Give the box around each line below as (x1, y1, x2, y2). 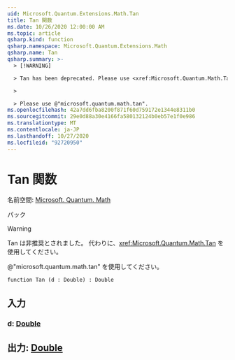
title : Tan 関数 (7, 17, 52, 24)
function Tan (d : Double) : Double (7, 277, 114, 284)
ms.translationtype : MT (7, 120, 77, 127)
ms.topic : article (7, 29, 61, 37)
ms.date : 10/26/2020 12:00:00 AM (7, 23, 105, 30)
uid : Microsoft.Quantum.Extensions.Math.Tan (7, 10, 139, 17)
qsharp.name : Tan (7, 50, 58, 57)
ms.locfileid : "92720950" (7, 139, 83, 146)
